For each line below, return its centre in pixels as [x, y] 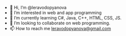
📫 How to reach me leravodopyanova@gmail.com [60, 28]
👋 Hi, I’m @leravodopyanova [38, 8]
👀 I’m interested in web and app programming [55, 13]
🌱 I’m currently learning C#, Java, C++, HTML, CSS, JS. [66, 18]
